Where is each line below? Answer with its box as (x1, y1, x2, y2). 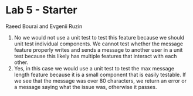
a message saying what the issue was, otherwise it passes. (13, 83, 157, 90)
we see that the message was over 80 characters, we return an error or (13, 77, 187, 84)
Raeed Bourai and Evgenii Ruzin (5, 23, 83, 30)
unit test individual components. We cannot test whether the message (13, 40, 183, 47)
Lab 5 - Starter (5, 3, 77, 17)
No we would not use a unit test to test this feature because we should (13, 34, 185, 41)
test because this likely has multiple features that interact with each (13, 52, 177, 59)
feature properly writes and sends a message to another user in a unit (13, 46, 183, 53)
